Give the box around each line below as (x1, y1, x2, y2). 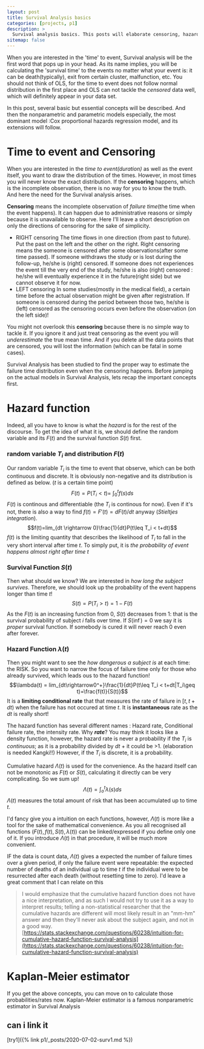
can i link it (7, 1020, 48, 1031)
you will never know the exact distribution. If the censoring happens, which (7, 177, 196, 185)
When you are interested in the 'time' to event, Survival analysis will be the (7, 54, 192, 61)
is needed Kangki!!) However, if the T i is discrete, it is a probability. (7, 749, 173, 758)
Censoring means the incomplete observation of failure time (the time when (7, 202, 196, 210)
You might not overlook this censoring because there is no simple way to (7, 323, 189, 330)
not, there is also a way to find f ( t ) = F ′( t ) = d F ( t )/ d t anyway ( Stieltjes (7, 508, 178, 515)
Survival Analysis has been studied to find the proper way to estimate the (7, 360, 189, 368)
